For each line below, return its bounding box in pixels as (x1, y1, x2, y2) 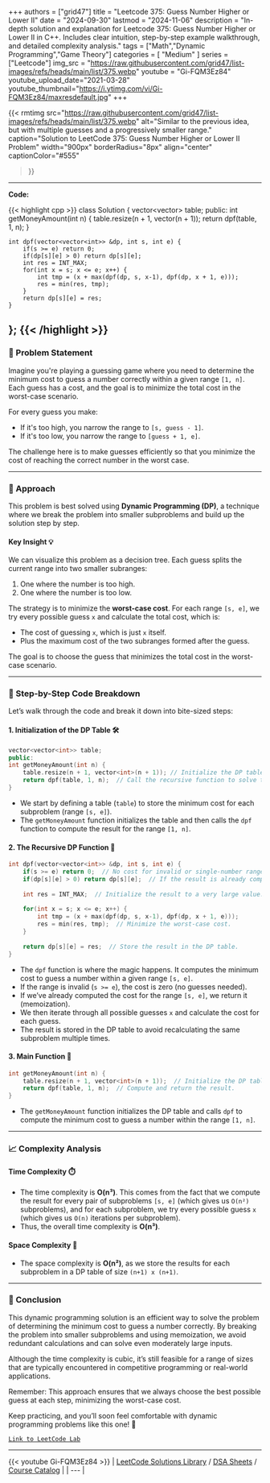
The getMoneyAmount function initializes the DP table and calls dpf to (19, 1107, 243, 1116)
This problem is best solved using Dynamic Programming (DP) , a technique (8, 501, 260, 511)
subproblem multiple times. (19, 1033, 111, 1042)
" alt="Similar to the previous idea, (135, 117, 250, 126)
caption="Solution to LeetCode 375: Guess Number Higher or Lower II (8, 134, 240, 143)
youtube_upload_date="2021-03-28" (8, 76, 130, 85)
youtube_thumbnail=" (8, 84, 80, 93)
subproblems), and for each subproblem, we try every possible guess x (19, 1204, 257, 1215)
